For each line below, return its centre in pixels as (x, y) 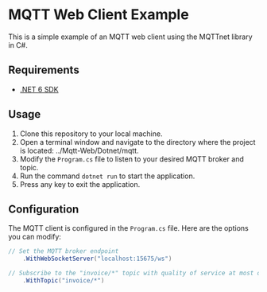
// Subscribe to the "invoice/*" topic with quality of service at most (131, 273)
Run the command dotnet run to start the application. (107, 176)
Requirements (44, 70)
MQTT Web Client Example (99, 15)
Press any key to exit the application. (80, 184)
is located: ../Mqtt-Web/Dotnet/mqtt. (79, 150)
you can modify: (35, 237)
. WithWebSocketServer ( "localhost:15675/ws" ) (97, 259)
